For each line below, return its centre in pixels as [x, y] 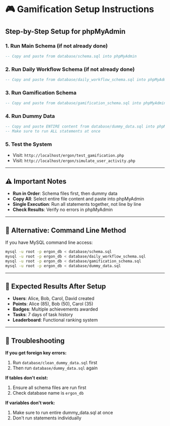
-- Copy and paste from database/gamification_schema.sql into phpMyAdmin [86, 103]
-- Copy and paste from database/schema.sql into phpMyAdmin [71, 56]
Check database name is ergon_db [48, 393]
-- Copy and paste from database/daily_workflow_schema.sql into [75, 80]
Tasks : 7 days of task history [43, 315]
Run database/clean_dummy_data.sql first [55, 363]
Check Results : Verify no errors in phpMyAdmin [62, 209]
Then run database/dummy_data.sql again [55, 368]
